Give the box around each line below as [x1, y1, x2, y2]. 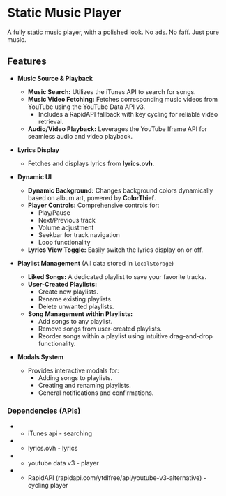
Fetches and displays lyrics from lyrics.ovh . [27, 159, 155, 167]
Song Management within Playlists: [27, 309, 133, 318]
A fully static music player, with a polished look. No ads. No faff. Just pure [7, 28, 220, 36]
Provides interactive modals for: [27, 366, 120, 375]
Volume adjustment [38, 223, 94, 232]
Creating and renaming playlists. [38, 381, 131, 389]
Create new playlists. [38, 287, 99, 296]
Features [7, 56, 47, 68]
